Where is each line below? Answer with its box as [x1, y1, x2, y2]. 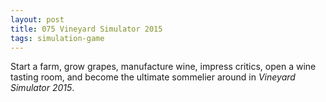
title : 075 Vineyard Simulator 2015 [10, 24, 163, 34]
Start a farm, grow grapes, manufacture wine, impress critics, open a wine [10, 61, 317, 73]
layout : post [10, 14, 65, 25]
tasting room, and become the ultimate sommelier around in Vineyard [10, 71, 296, 83]
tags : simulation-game [10, 33, 105, 43]
